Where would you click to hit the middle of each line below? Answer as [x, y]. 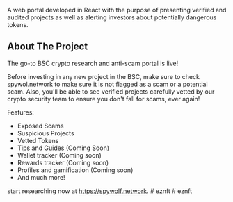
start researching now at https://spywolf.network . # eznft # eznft [100, 191]
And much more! [41, 177]
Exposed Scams [40, 126]
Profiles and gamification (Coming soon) [75, 170]
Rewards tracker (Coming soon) [63, 162]
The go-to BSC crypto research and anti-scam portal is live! [93, 63]
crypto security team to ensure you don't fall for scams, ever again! [104, 99]
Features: [21, 112]
